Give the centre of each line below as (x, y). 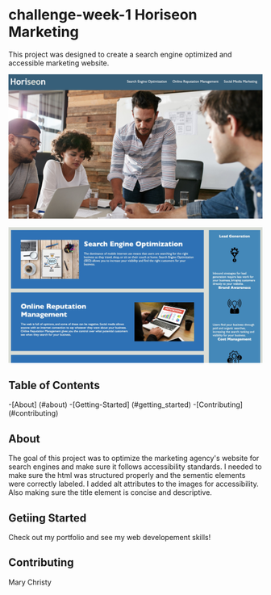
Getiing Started (48, 518)
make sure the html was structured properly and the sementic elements (127, 476)
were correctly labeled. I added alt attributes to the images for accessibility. (134, 484)
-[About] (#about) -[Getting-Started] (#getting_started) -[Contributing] (126, 404)
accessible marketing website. (59, 63)
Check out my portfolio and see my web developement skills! (110, 538)
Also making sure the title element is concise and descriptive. (110, 492)
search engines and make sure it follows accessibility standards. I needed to (135, 467)
